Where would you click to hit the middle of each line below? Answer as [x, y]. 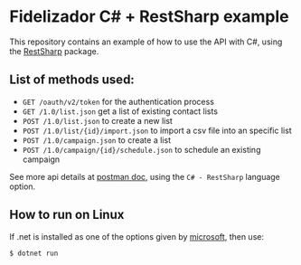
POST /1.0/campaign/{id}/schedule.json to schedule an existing [141, 149]
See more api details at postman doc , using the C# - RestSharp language [145, 176]
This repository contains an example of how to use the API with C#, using [146, 42]
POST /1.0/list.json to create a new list [98, 120]
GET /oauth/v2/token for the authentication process [118, 101]
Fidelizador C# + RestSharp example [149, 17]
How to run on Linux [67, 215]
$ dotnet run [34, 253]
